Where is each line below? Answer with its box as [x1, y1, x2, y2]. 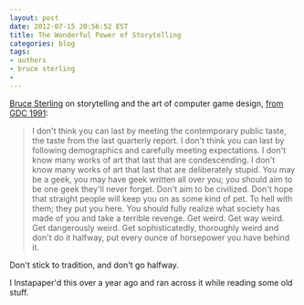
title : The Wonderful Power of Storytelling [9, 30, 182, 39]
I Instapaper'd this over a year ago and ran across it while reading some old [9, 277, 293, 288]
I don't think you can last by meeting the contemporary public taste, [31, 125, 288, 136]
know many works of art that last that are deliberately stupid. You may [31, 163, 296, 174]
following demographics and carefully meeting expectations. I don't [31, 144, 286, 155]
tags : [9, 47, 30, 57]
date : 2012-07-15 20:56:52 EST [9, 22, 129, 31]
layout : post [9, 13, 59, 23]
